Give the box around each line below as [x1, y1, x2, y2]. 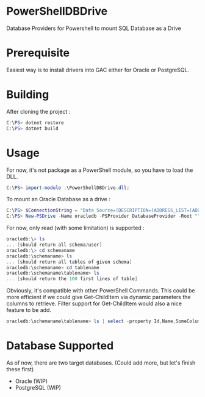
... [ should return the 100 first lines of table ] [6, 276, 138, 282]
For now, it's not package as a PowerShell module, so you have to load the [6, 166, 193, 174]
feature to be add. [6, 306, 52, 314]
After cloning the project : [6, 108, 71, 115]
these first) [6, 365, 34, 373]
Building [6, 87, 49, 102]
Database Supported [6, 339, 114, 353]
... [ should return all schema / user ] [6, 242, 103, 248]
